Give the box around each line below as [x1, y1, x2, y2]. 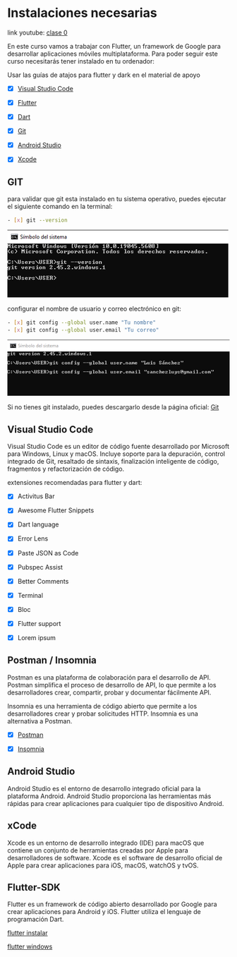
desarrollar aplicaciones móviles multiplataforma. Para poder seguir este [7, 49, 219, 58]
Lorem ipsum [17, 633, 56, 642]
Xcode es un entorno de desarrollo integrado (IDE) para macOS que [7, 838, 205, 847]
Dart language [17, 520, 59, 529]
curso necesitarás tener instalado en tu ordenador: [7, 56, 155, 65]
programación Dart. [7, 915, 64, 924]
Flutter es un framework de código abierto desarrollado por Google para [7, 900, 217, 908]
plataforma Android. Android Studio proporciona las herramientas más [7, 792, 212, 800]
